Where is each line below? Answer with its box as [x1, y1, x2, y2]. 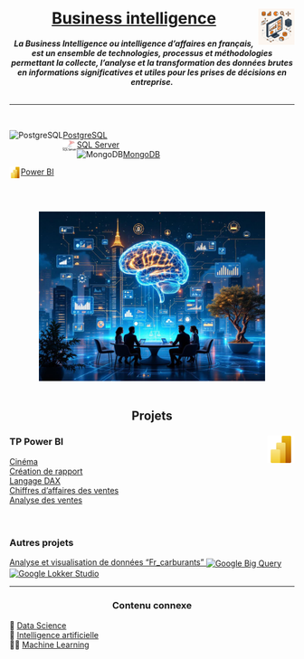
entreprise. [130, 76, 174, 87]
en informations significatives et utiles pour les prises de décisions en [16, 67, 287, 78]
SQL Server [76, 139, 120, 150]
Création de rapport [9, 466, 83, 476]
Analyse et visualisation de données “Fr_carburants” [9, 556, 204, 568]
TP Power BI [9, 436, 64, 448]
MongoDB [122, 148, 161, 159]
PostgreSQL [62, 129, 108, 140]
